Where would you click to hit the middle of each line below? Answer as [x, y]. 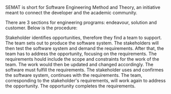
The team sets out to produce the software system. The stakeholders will [82, 43]
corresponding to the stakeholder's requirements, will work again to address [86, 81]
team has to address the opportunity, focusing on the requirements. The [81, 54]
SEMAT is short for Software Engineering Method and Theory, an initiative [83, 7]
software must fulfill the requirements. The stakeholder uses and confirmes [84, 70]
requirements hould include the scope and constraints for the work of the [82, 59]
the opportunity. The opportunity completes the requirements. [70, 86]
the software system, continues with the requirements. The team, [74, 75]
